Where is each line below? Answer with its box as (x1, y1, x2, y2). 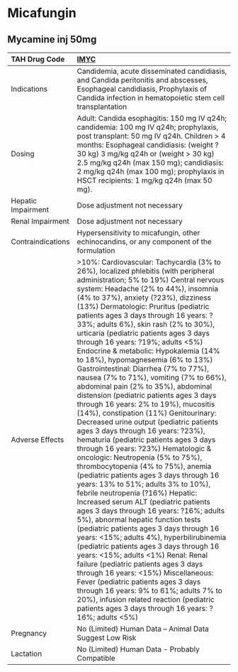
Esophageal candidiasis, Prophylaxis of (76, 84, 208, 94)
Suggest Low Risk (76, 633, 137, 642)
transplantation (76, 102, 127, 112)
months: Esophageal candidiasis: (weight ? (76, 140, 219, 150)
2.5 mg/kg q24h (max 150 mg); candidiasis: (76, 158, 225, 168)
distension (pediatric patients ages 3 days (76, 391, 217, 400)
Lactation (11, 649, 42, 659)
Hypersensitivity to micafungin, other (76, 228, 200, 237)
